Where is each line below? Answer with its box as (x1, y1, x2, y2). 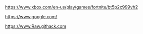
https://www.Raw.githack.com (5, 23, 67, 29)
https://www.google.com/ (5, 14, 58, 19)
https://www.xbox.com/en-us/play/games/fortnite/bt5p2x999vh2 (5, 4, 138, 10)
